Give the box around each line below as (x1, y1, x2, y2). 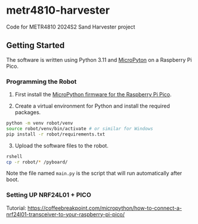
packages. (14, 109, 41, 116)
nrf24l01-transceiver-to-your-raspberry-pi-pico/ (6, 210, 125, 217)
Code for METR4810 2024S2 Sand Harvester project (6, 23, 135, 30)
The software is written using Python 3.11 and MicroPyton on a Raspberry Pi (6, 56, 192, 63)
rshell (6, 153, 23, 159)
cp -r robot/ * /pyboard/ (6, 159, 68, 165)
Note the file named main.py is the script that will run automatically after (6, 170, 182, 177)
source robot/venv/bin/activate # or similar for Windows (6, 125, 153, 131)
